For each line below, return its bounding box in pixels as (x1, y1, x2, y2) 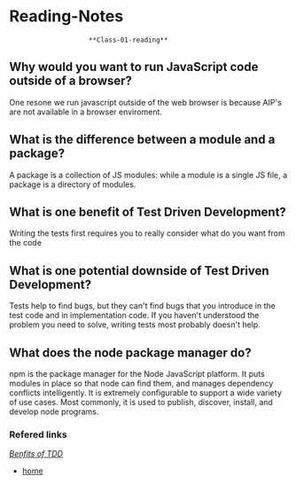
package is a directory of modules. (9, 179, 136, 190)
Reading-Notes (9, 6, 124, 27)
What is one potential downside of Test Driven (9, 263, 269, 278)
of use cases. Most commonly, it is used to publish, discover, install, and (9, 397, 273, 407)
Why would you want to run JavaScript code (9, 59, 259, 74)
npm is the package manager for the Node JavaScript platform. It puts (9, 369, 265, 379)
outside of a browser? (9, 74, 133, 89)
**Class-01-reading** (88, 35, 168, 44)
